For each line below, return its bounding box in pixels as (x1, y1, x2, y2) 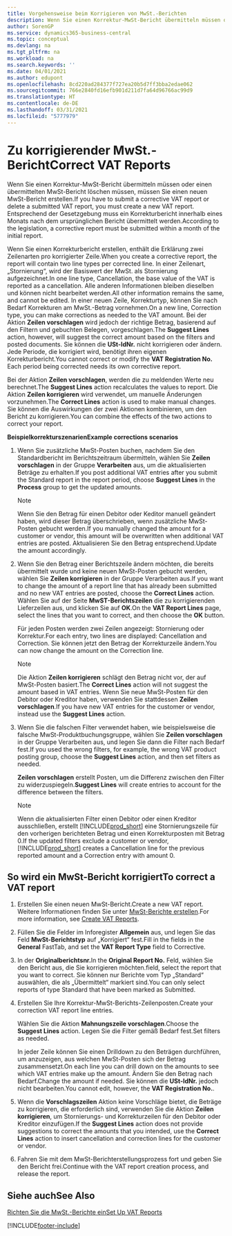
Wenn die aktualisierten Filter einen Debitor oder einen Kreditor (17, 814, 197, 823)
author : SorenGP (7, 23, 54, 30)
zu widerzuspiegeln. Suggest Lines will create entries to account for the (17, 781, 222, 789)
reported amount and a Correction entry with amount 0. (17, 851, 175, 859)
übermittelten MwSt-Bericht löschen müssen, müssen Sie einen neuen (7, 187, 208, 195)
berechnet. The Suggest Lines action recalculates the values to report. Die (7, 382, 218, 391)
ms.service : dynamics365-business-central (7, 29, 131, 37)
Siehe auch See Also (7, 1190, 95, 1201)
